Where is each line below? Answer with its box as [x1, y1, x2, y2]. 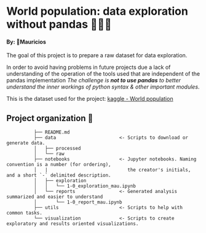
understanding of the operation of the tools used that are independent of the [6, 70, 200, 77]
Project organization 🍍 [6, 113, 93, 124]
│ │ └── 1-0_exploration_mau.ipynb [33, 183, 137, 189]
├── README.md [33, 129, 70, 136]
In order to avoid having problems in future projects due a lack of [6, 63, 171, 71]
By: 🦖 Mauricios [6, 38, 46, 45]
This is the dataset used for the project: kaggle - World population [6, 95, 173, 103]
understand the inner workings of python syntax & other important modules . [6, 83, 200, 90]
